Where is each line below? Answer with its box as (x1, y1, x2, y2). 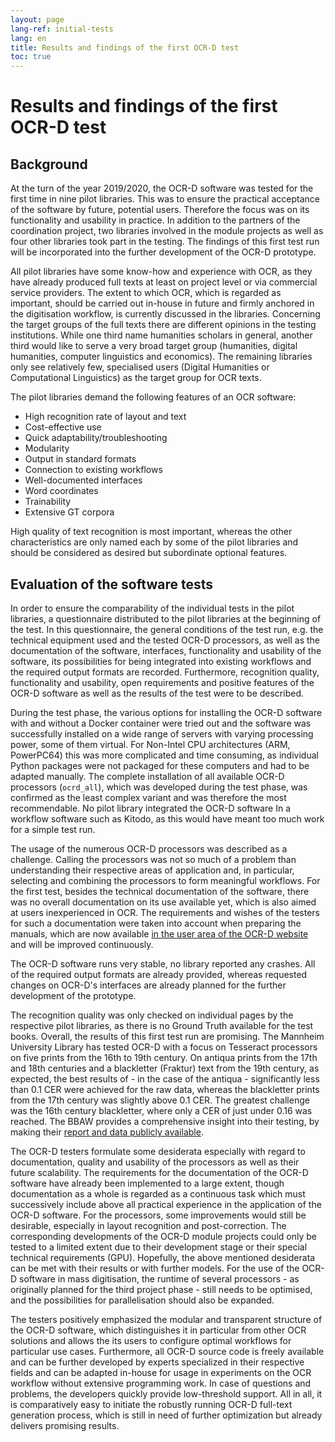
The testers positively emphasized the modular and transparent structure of (10, 1313, 323, 1325)
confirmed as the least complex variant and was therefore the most (10, 791, 287, 803)
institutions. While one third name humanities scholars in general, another (10, 329, 313, 341)
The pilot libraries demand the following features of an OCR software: (10, 391, 297, 403)
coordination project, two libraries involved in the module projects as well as (10, 225, 324, 237)
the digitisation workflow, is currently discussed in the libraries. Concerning (10, 308, 321, 320)
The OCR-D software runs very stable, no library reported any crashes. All (10, 957, 316, 970)
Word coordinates (24, 485, 99, 497)
